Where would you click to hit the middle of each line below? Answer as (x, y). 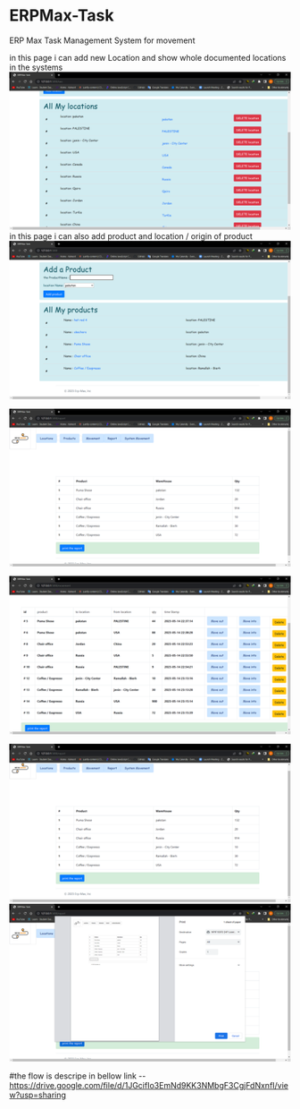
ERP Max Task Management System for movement (102, 40)
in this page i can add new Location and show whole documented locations (148, 57)
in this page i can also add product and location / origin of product (131, 236)
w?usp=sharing (38, 1095)
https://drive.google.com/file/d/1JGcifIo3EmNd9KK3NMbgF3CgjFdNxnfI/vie (149, 1086)
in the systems (36, 67)
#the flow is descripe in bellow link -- (78, 1076)
